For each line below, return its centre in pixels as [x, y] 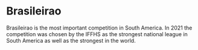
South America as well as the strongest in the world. [71, 40]
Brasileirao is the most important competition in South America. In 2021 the [99, 28]
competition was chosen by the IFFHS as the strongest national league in [97, 34]
